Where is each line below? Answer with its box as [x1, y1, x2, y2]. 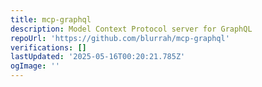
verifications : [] [10, 42, 87, 53]
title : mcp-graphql [10, 14, 92, 25]
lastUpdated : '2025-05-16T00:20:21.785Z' [10, 52, 186, 62]
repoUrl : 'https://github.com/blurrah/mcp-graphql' [10, 33, 230, 43]
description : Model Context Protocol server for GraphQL [10, 24, 253, 34]
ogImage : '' [10, 61, 60, 71]
